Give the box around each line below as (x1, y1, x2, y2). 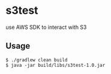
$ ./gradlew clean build (5, 57, 68, 63)
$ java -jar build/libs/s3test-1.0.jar (5, 62, 106, 68)
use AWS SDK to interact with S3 (5, 23, 87, 31)
